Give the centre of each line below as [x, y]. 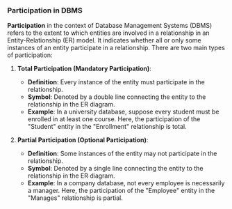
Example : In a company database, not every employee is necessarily [126, 183]
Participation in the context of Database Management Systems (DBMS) [110, 26]
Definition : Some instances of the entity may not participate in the [122, 154]
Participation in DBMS [45, 10]
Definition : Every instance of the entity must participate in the [116, 82]
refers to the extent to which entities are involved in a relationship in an [108, 33]
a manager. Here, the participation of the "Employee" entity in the [121, 191]
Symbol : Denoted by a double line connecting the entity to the [117, 97]
